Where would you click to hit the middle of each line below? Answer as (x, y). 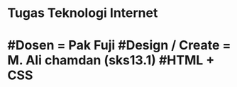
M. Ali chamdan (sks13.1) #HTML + (111, 60)
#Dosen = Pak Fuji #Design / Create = (119, 46)
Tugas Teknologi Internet (83, 13)
